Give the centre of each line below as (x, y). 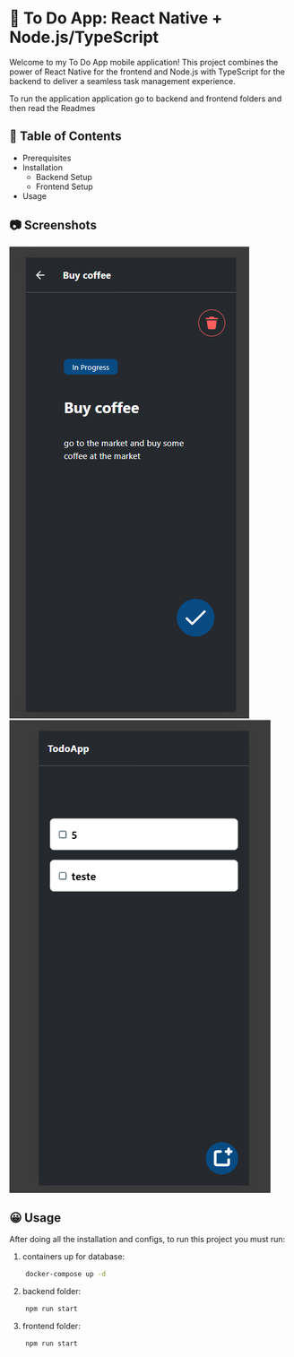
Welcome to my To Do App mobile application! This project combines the (144, 62)
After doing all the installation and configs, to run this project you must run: (147, 1240)
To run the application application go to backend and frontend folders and (146, 99)
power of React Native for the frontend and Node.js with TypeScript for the (147, 72)
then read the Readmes (52, 108)
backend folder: (52, 1292)
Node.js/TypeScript (84, 37)
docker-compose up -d (65, 1275)
